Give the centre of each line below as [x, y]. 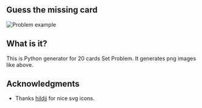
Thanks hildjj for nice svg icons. [55, 98]
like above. [20, 65]
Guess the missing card [52, 10]
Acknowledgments [43, 84]
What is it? [27, 44]
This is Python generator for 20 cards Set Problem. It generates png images [101, 58]
